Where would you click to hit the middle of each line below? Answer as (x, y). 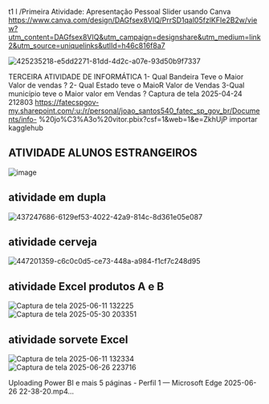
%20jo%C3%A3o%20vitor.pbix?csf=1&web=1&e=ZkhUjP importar (149, 119)
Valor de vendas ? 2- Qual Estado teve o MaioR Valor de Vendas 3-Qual (126, 85)
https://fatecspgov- (67, 102)
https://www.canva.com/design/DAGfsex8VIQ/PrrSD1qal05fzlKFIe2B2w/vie (133, 20)
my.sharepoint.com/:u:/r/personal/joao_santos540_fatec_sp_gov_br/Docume (134, 111)
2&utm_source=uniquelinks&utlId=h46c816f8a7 (87, 46)
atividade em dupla (57, 198)
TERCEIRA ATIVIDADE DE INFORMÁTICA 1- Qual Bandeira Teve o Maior (126, 77)
